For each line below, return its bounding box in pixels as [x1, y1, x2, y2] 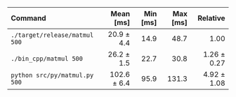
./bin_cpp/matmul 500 [11, 55, 83, 62]
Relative [197, 13, 225, 23]
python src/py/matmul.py [11, 71, 94, 79]
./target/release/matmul [11, 31, 94, 39]
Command [11, 13, 47, 23]
